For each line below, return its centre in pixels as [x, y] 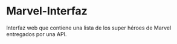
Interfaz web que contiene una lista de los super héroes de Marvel [89, 28]
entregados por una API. [37, 34]
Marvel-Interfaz [47, 11]
